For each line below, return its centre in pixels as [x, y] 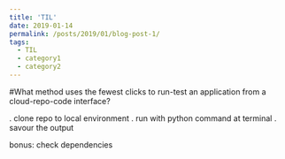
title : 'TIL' [33, 17]
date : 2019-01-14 [41, 26]
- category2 [39, 67]
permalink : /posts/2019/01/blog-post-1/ [85, 34]
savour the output [42, 127]
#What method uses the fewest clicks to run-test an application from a [138, 91]
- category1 [39, 58]
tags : [19, 42]
